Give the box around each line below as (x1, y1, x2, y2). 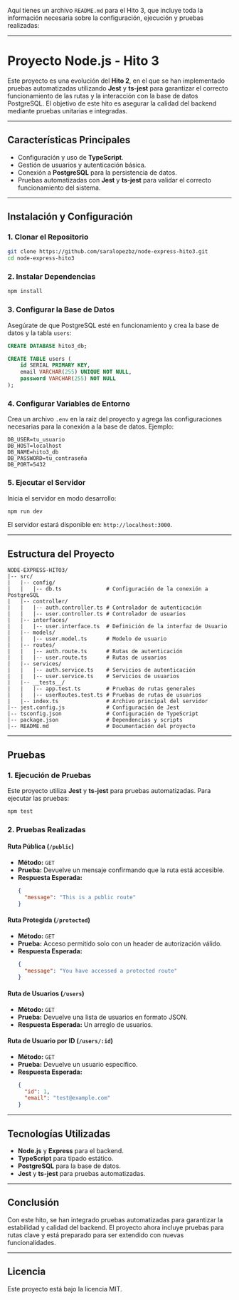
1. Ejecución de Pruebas (7, 770, 92, 780)
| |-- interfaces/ (7, 617, 69, 624)
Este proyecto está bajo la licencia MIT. (7, 1284, 122, 1293)
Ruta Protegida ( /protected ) (7, 916, 90, 924)
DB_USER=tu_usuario (7, 436, 65, 444)
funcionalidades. (7, 1238, 57, 1247)
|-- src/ (7, 573, 33, 580)
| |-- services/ (7, 660, 62, 667)
